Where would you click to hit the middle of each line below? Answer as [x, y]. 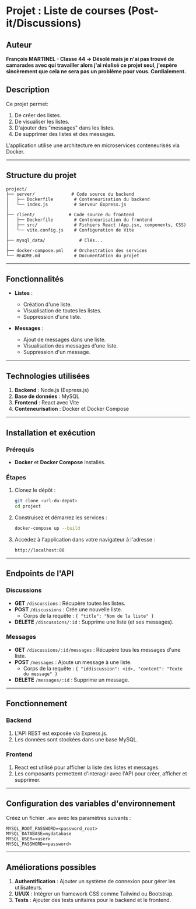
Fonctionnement [37, 704]
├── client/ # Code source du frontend [70, 215]
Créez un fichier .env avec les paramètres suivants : [69, 818]
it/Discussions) [44, 23]
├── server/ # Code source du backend [70, 194]
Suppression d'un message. [57, 352]
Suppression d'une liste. [52, 317]
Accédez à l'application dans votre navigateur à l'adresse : [85, 539]
